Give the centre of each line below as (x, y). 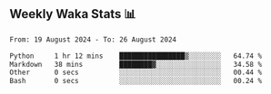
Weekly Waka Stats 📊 (73, 14)
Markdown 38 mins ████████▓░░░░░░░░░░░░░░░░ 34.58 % (135, 64)
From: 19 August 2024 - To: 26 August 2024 (93, 39)
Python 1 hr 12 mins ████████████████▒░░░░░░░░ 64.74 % (135, 56)
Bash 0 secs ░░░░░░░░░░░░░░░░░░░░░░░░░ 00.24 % (135, 81)
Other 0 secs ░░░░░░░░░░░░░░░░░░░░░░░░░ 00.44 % (135, 73)
